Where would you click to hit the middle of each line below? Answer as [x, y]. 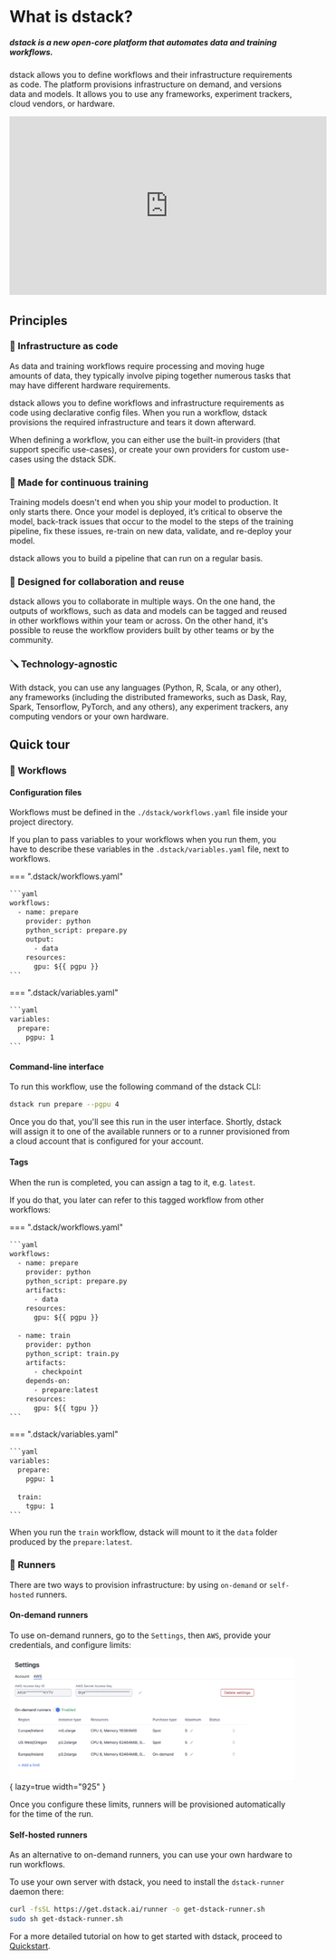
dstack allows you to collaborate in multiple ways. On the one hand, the [143, 601]
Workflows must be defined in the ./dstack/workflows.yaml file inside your [149, 813]
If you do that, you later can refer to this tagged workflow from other [137, 1200]
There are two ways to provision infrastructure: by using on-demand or [138, 1585]
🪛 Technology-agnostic [63, 664]
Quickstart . [30, 1946]
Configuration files [46, 792]
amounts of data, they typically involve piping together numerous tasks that [150, 375]
